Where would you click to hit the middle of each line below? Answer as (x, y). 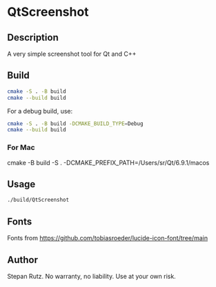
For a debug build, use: (40, 111)
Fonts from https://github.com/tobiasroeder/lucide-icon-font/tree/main (108, 238)
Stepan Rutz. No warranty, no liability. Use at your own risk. (91, 276)
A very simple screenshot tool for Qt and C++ (72, 54)
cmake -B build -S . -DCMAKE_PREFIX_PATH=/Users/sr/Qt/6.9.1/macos (108, 162)
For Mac (21, 147)
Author (22, 260)
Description (33, 38)
